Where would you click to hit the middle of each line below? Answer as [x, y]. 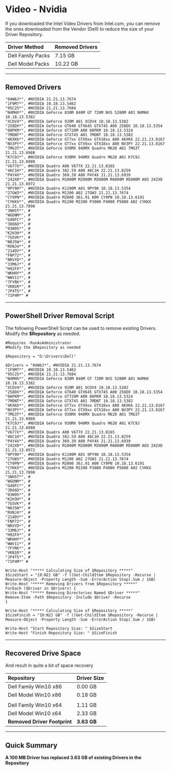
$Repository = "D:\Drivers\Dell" [41, 356]
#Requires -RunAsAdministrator [38, 343]
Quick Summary [31, 745]
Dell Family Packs [29, 56]
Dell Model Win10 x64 [35, 713]
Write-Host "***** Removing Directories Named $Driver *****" [73, 593]
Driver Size [90, 678]
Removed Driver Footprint [40, 722]
